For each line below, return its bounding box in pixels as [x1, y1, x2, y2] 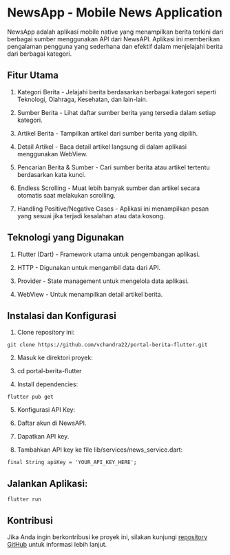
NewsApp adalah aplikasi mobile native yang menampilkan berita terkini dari [7, 28, 224, 36]
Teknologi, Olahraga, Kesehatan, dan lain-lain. [17, 95, 148, 103]
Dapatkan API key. [17, 432, 70, 441]
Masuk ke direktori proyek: [17, 353, 93, 362]
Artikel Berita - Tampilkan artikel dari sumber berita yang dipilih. [17, 129, 198, 137]
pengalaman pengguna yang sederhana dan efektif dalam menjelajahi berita [7, 42, 223, 50]
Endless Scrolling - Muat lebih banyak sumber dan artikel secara [17, 184, 200, 192]
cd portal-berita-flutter [17, 367, 82, 375]
